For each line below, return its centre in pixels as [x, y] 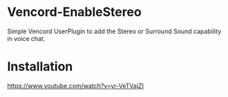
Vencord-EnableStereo [74, 12]
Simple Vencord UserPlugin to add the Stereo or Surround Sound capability [114, 31]
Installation [40, 67]
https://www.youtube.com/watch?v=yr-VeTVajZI [75, 86]
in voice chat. [26, 38]
